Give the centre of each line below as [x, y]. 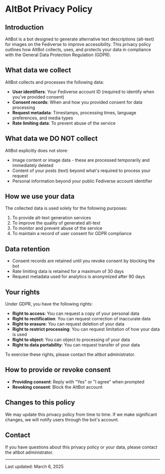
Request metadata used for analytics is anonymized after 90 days [79, 276]
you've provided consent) [38, 97]
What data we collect [38, 70]
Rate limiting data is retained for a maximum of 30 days [68, 271]
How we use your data [40, 196]
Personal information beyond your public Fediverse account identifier [82, 181]
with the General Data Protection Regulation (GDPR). [58, 55]
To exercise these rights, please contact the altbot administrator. [70, 355]
